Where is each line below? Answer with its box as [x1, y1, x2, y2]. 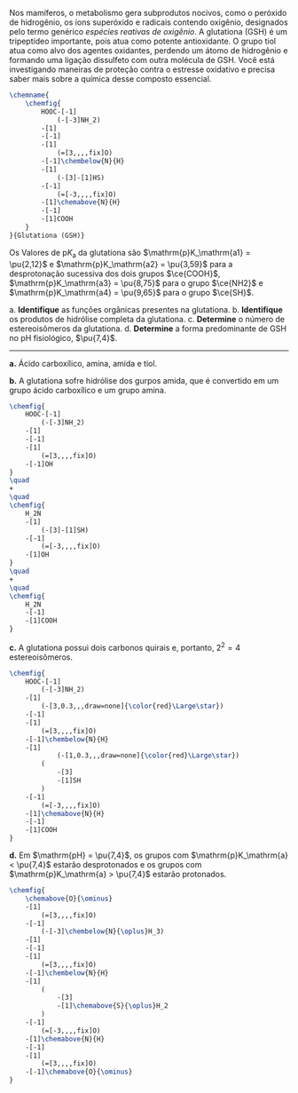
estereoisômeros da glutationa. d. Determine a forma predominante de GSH [9, 323, 286, 334]
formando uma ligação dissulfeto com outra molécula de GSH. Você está [9, 55, 275, 65]
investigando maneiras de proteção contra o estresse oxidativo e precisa [9, 64, 276, 75]
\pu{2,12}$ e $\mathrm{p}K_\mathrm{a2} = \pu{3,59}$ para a [9, 258, 233, 269]
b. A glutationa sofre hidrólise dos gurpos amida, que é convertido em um [9, 375, 279, 385]
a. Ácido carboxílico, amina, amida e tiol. [9, 358, 158, 368]
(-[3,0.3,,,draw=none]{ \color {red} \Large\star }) [41, 701, 224, 711]
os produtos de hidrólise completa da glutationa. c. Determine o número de [9, 313, 286, 324]
